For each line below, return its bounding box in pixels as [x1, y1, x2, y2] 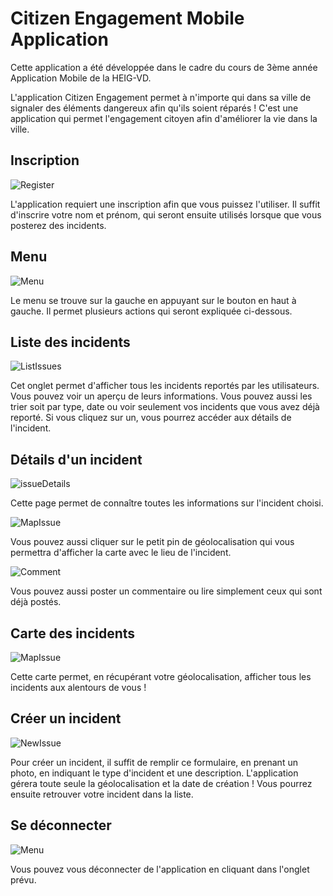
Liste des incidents [10, 333, 131, 351]
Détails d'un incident [10, 451, 143, 468]
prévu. [10, 873, 37, 886]
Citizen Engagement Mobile [10, 7, 245, 30]
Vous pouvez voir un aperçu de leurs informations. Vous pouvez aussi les [10, 390, 313, 402]
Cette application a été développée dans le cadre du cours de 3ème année [10, 61, 318, 73]
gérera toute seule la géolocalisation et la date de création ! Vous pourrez [10, 777, 313, 789]
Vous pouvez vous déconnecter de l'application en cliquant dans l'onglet [10, 863, 310, 875]
